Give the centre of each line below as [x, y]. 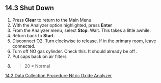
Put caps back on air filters [40, 56]
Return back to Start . [33, 35]
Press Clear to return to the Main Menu [52, 20]
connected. [24, 46]
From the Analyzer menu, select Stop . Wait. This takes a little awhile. [81, 30]
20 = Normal [37, 66]
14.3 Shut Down [29, 8]
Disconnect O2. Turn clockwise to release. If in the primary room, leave [84, 41]
